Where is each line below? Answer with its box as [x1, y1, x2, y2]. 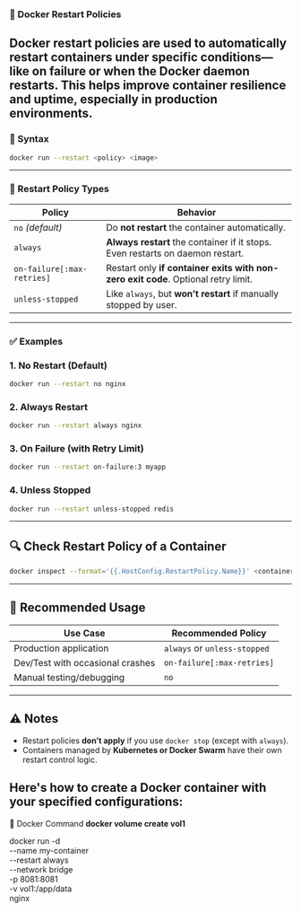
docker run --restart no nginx [9, 380, 126, 389]
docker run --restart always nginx [9, 421, 142, 430]
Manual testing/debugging [13, 671, 125, 683]
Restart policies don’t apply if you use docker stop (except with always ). [21, 735, 289, 746]
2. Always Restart [9, 400, 88, 413]
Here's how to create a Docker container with [9, 780, 267, 795]
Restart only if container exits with [106, 261, 254, 274]
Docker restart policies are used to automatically [9, 36, 287, 51]
